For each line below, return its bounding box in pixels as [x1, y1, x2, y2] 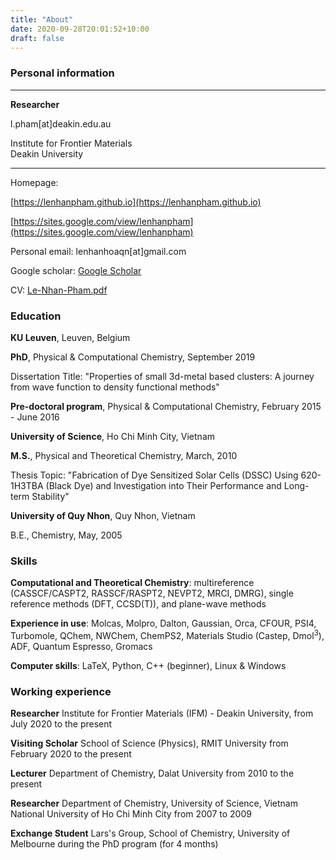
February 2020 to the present [10, 748, 132, 760]
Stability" [31, 490, 70, 502]
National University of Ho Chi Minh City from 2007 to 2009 [10, 808, 252, 820]
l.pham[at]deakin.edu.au [10, 117, 112, 130]
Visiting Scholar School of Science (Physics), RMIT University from [10, 737, 289, 750]
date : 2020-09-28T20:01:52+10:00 [10, 24, 150, 34]
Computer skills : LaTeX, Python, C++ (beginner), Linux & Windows [10, 659, 287, 671]
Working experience [10, 684, 112, 698]
